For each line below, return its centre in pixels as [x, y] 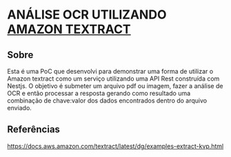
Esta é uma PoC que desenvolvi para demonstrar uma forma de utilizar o [110, 71]
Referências [34, 130]
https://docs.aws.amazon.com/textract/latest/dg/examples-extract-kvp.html [115, 146]
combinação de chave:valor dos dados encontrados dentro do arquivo [107, 101]
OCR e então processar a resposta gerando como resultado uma [99, 93]
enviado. [20, 108]
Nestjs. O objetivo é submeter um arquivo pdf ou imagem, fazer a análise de [115, 86]
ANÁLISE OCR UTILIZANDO [87, 15]
